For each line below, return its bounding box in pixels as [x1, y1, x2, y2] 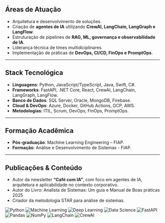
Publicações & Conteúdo [5, 164, 82, 172]
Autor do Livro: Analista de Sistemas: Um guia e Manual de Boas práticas [12, 187, 160, 193]
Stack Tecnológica [5, 69, 63, 77]
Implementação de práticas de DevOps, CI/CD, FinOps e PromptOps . [12, 50, 153, 56]
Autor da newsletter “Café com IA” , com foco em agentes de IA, [12, 177, 142, 183]
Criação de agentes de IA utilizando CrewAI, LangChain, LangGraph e [12, 24, 156, 29]
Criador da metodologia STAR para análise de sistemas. [12, 197, 125, 203]
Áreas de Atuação [5, 5, 61, 14]
